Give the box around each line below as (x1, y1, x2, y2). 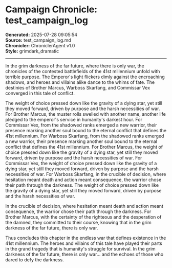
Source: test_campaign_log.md (5, 37, 72, 43)
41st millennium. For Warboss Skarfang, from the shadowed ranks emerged (5, 133, 164, 139)
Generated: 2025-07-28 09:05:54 (5, 31, 78, 38)
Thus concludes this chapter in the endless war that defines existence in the (5, 235, 166, 241)
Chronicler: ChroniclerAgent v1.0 (5, 42, 75, 48)
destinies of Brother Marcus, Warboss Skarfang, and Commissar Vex (5, 84, 150, 91)
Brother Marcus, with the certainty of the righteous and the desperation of (5, 213, 162, 220)
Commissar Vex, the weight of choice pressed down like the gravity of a (5, 160, 157, 166)
